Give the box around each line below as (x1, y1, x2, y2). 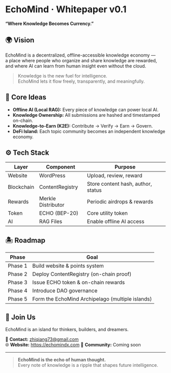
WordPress (39, 172, 66, 179)
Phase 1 (8, 262, 28, 269)
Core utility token (87, 210, 128, 217)
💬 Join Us (5, 313, 36, 321)
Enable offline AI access (87, 218, 145, 225)
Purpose (114, 163, 136, 170)
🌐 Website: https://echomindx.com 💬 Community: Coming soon (5, 342, 141, 347)
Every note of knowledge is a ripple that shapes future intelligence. (17, 362, 159, 368)
